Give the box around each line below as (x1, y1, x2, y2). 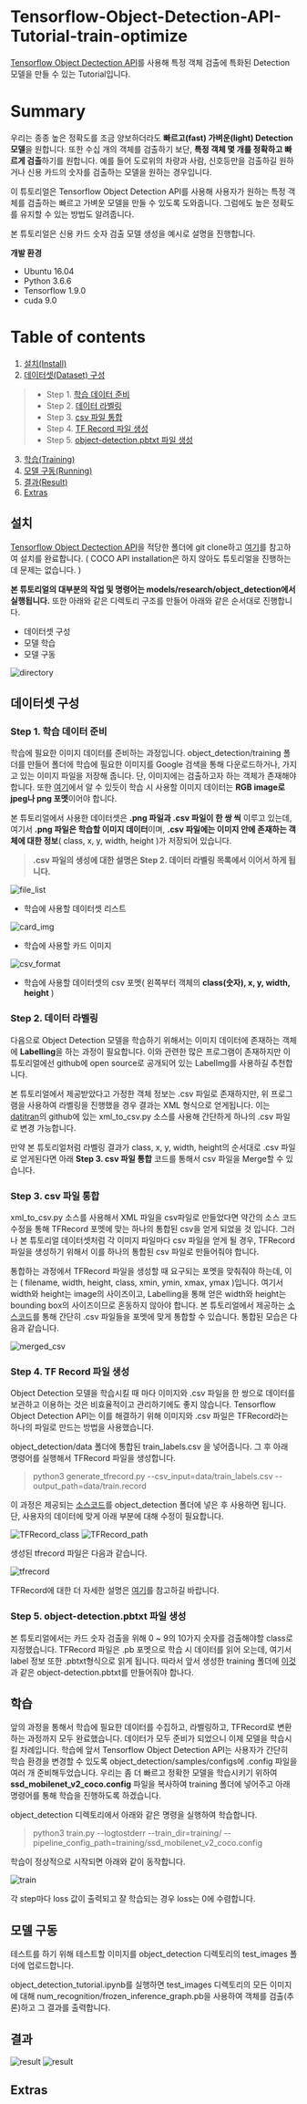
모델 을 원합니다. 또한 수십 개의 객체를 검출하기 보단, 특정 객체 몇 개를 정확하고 (10, 143, 283, 154)
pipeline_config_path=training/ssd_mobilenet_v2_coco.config (32, 1838, 263, 1849)
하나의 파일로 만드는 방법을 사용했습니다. (10, 1422, 154, 1433)
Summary (10, 101, 86, 122)
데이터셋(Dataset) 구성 (23, 369, 106, 380)
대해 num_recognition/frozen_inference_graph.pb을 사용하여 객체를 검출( (19, 1991, 288, 2002)
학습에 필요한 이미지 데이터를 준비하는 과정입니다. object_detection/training (10, 748, 281, 759)
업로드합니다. (26, 1960, 75, 1971)
